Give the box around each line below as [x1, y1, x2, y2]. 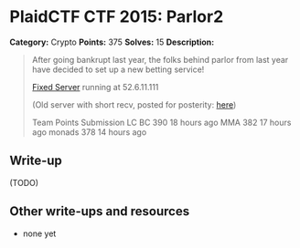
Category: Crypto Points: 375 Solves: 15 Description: [9, 36, 215, 47]
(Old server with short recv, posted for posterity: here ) [31, 98, 237, 110]
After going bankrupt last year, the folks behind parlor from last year [31, 54, 289, 65]
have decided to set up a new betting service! [31, 64, 205, 75]
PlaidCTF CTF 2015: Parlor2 [9, 6, 224, 27]
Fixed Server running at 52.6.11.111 [31, 81, 159, 92]
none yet [22, 228, 57, 239]
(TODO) [9, 177, 39, 188]
